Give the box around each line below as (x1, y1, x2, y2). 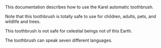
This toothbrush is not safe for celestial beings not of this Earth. (5, 28, 132, 33)
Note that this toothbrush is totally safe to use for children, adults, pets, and (5, 14, 157, 19)
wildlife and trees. (5, 19, 41, 24)
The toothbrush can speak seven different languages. (5, 37, 113, 43)
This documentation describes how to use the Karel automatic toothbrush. (5, 4, 154, 10)
